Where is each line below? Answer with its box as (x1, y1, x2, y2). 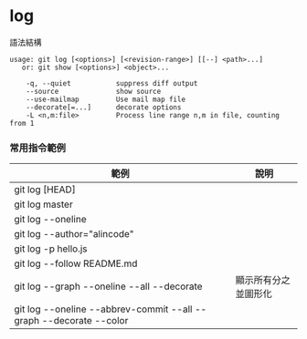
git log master (14, 198, 73, 211)
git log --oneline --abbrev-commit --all (14, 303, 193, 315)
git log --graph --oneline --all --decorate (14, 280, 203, 293)
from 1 (9, 118, 35, 128)
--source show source (26, 87, 162, 96)
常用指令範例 (9, 141, 67, 154)
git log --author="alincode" (14, 228, 134, 241)
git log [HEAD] (14, 183, 76, 196)
